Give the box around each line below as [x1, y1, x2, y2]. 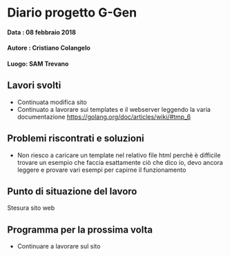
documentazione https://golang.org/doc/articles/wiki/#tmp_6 [17, 112, 191, 121]
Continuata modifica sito [17, 98, 88, 106]
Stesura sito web [7, 204, 55, 212]
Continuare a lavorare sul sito [17, 242, 101, 250]
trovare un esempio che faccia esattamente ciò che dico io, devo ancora [17, 158, 223, 166]
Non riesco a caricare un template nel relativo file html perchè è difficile [17, 150, 221, 159]
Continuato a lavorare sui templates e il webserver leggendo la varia [17, 105, 211, 113]
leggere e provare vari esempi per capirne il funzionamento [17, 166, 186, 174]
